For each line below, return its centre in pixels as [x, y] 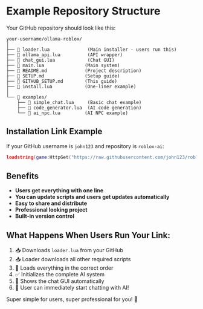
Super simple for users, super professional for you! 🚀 [72, 299]
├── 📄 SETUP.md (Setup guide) [63, 76]
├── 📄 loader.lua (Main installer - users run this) [92, 50]
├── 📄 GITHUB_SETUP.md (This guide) [62, 81]
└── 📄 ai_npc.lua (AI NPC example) [73, 113]
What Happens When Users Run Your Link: [89, 235]
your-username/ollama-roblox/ [44, 39]
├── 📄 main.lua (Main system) [63, 65]
